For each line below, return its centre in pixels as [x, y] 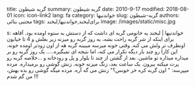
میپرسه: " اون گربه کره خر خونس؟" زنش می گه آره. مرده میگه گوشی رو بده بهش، [98, 70]
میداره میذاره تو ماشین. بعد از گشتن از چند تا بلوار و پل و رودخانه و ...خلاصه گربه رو [98, 58]
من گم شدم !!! [23, 76]
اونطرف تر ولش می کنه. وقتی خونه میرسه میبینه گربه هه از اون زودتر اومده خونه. [96, 45]
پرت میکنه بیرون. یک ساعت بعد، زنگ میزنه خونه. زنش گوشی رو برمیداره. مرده [93, 64]
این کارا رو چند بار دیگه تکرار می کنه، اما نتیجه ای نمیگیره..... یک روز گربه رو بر [92, 51]
